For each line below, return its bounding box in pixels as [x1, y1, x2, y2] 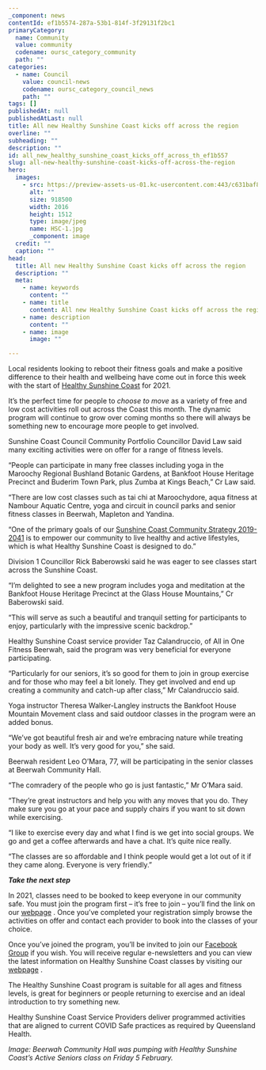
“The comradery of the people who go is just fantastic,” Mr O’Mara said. [8, 780, 243, 790]
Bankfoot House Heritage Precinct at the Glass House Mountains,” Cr [8, 589, 234, 598]
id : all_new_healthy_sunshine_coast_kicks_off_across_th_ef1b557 [8, 151, 228, 159]
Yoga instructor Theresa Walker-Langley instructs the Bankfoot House [8, 701, 237, 711]
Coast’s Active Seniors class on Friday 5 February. [8, 1053, 173, 1063]
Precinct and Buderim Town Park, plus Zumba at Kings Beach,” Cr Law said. [8, 477, 256, 487]
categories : [8, 63, 47, 71]
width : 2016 [28, 203, 69, 211]
